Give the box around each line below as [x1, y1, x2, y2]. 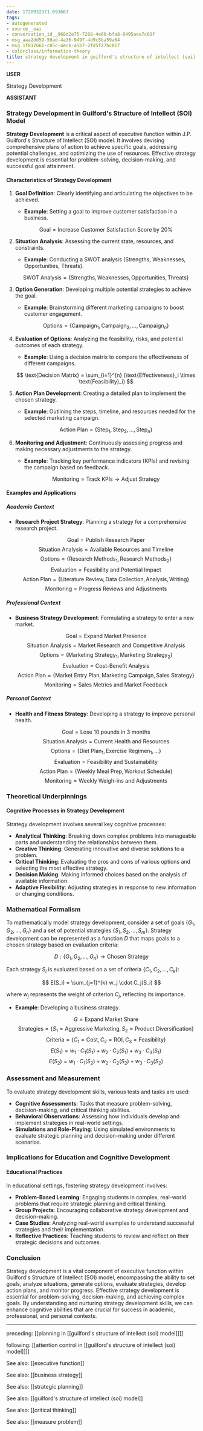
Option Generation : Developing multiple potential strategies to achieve [14, 285, 192, 293]
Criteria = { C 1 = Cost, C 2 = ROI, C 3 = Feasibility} [46, 1035, 166, 1045]
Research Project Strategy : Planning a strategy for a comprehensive [14, 518, 187, 526]
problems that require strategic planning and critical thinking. [14, 1200, 167, 1207]
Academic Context [6, 503, 54, 510]
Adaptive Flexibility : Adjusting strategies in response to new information [14, 884, 196, 891]
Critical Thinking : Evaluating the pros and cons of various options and [14, 858, 191, 865]
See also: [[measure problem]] [6, 1418, 83, 1425]
